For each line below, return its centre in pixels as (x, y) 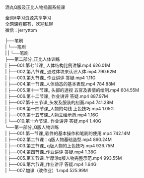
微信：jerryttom (21, 30)
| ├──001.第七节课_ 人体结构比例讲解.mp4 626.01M (58, 65)
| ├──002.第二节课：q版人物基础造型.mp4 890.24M (58, 139)
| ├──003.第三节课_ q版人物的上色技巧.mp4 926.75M (60, 146)
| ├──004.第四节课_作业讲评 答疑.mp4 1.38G (51, 152)
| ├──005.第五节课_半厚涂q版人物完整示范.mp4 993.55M (64, 158)
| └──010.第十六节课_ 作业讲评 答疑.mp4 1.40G (53, 121)
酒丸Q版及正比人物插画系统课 (35, 7)
